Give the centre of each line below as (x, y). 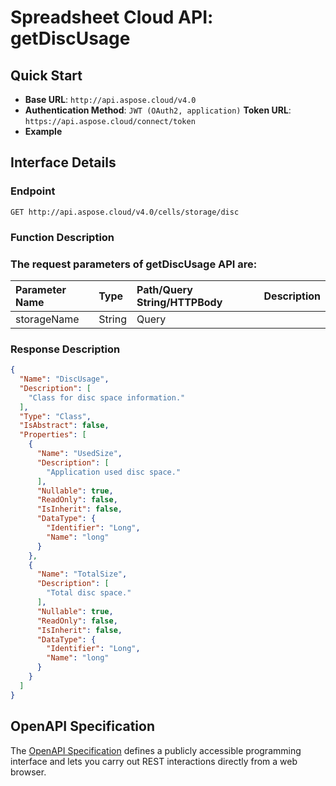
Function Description (62, 237)
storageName (47, 319)
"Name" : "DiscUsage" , (64, 379)
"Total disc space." (89, 593)
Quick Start (46, 75)
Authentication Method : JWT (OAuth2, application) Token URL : (158, 110)
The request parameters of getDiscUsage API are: (134, 264)
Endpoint (33, 191)
